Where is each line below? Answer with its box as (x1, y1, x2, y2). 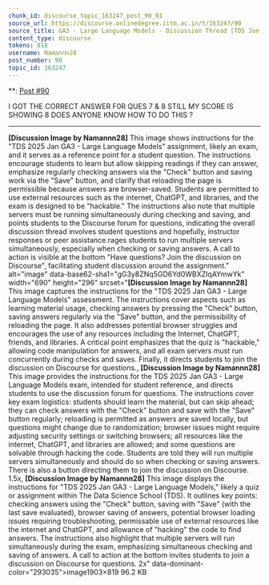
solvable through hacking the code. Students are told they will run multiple (8, 448, 254, 458)
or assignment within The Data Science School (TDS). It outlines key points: (8, 490, 258, 500)
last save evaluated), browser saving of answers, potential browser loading (8, 507, 255, 517)
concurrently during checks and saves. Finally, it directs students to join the (8, 354, 258, 364)
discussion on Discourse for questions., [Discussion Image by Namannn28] (8, 362, 260, 373)
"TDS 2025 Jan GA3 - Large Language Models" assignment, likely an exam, (8, 141, 259, 151)
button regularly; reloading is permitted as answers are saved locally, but (8, 414, 249, 423)
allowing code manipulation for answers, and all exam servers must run (8, 345, 243, 355)
